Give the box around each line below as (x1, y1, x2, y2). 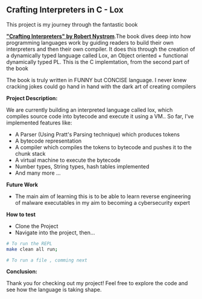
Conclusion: (6, 268, 38, 275)
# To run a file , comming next (6, 257, 87, 263)
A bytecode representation (14, 137, 82, 144)
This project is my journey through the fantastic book (6, 21, 138, 28)
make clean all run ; (6, 246, 58, 252)
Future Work (6, 181, 38, 188)
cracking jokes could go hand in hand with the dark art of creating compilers (6, 83, 196, 90)
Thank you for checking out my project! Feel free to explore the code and (6, 280, 188, 287)
